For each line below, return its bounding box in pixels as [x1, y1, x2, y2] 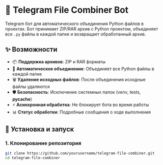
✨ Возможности [5, 45, 57, 54]
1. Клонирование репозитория [5, 140, 81, 147]
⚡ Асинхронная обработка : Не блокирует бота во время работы [12, 102, 149, 108]
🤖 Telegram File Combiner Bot [5, 4, 129, 16]
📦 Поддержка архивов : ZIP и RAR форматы [12, 58, 106, 64]
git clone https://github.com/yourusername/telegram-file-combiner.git [5, 151, 155, 156]
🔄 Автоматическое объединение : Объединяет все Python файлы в [12, 66, 155, 72]
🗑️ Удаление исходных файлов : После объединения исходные [12, 76, 146, 82]
